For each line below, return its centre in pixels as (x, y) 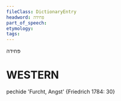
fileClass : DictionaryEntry (42, 12)
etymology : (20, 28)
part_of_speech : (26, 23)
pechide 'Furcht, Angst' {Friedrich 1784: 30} (61, 92)
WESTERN (33, 75)
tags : (13, 34)
